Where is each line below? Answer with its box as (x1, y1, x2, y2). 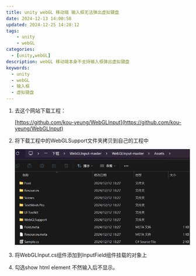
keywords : (6, 65, 30, 71)
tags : (6, 28, 19, 34)
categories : (6, 47, 35, 53)
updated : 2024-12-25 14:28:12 (6, 22, 80, 27)
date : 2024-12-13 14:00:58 (6, 15, 72, 22)
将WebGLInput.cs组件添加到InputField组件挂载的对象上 (14, 251, 148, 258)
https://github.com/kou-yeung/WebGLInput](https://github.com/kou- (16, 119, 182, 126)
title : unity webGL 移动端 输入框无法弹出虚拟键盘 (6, 9, 120, 15)
